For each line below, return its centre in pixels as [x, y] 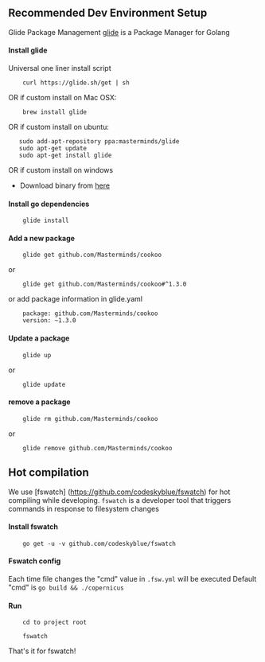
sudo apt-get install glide [65, 156]
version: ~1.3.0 [50, 321]
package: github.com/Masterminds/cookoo [90, 313]
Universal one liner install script [60, 68]
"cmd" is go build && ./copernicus [66, 587]
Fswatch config [35, 561]
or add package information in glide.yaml [76, 299]
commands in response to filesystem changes [84, 508]
